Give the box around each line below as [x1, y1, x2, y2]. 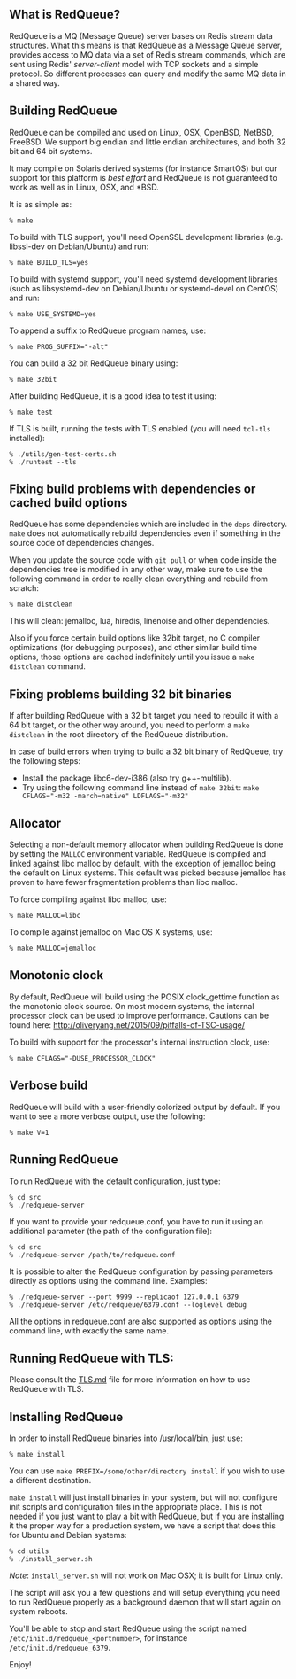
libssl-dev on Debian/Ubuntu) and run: [9, 241, 149, 252]
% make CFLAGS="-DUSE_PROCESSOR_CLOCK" [9, 1053, 156, 1062]
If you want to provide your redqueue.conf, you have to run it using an [9, 1216, 263, 1226]
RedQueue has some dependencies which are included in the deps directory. [9, 518, 288, 530]
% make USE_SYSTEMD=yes [9, 309, 97, 318]
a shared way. [9, 77, 60, 88]
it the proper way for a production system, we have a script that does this [9, 1520, 277, 1531]
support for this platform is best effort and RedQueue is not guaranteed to [9, 172, 278, 183]
